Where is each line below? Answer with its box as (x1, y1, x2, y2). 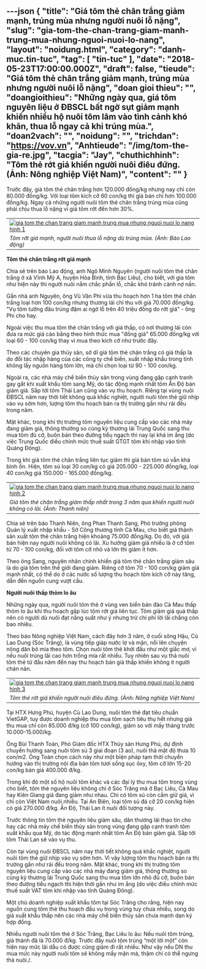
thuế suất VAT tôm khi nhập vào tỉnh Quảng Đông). (6, 887, 135, 894)
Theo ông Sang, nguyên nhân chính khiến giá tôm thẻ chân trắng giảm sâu (6, 557, 195, 565)
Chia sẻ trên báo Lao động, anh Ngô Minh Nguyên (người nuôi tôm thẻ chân (6, 267, 198, 274)
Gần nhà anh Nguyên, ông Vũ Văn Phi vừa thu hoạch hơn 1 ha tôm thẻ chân (6, 292, 196, 300)
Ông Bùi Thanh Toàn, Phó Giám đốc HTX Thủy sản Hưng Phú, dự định (6, 740, 183, 747)
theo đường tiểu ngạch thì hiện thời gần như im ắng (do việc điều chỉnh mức (6, 880, 198, 887)
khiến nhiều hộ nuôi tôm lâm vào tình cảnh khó (6, 112, 188, 122)
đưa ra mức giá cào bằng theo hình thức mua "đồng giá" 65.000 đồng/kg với (6, 330, 199, 338)
